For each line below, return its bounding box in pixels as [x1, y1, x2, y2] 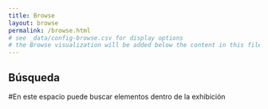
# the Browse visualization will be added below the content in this [8, 41, 245, 49]
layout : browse [8, 19, 59, 27]
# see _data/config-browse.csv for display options [8, 33, 183, 42]
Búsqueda [8, 71, 60, 84]
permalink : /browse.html [8, 26, 91, 34]
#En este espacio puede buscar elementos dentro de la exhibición [8, 91, 226, 101]
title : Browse [8, 11, 56, 20]
